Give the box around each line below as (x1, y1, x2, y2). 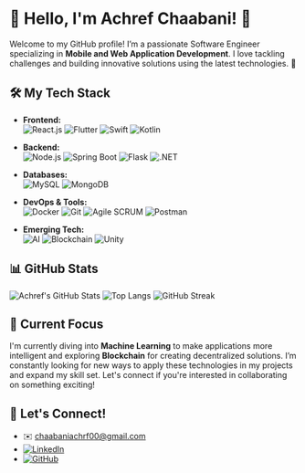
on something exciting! (9, 379, 96, 391)
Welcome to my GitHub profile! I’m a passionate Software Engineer (9, 38, 260, 49)
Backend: (22, 142, 60, 152)
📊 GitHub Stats (9, 261, 99, 277)
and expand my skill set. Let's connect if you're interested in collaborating (9, 370, 288, 381)
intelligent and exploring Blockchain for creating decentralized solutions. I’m (9, 351, 297, 362)
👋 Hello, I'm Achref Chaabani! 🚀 (9, 8, 252, 29)
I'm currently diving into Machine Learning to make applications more (9, 341, 273, 352)
